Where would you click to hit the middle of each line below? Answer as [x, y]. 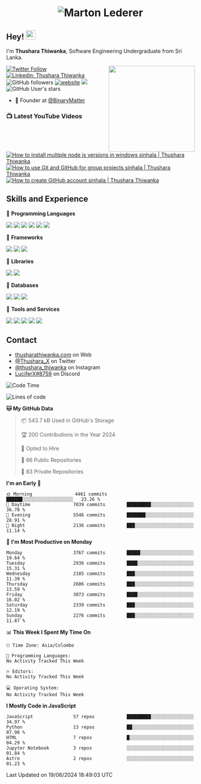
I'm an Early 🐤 [24, 483]
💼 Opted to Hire [40, 448]
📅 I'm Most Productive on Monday [49, 541]
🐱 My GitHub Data [30, 408]
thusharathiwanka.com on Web [53, 354]
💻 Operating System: [33, 688]
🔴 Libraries [20, 261]
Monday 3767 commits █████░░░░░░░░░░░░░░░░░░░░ [100, 553]
